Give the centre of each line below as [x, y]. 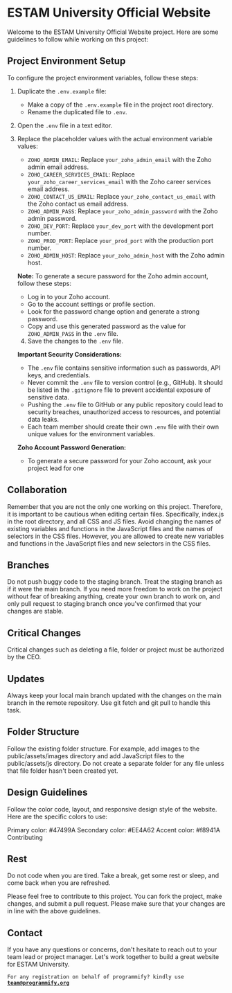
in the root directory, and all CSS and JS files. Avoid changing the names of [114, 521]
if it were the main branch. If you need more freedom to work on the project [115, 589]
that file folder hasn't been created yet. [63, 771]
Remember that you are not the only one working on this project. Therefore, [115, 506]
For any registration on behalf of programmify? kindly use [96, 977]
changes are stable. [35, 611]
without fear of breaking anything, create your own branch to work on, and [114, 596]
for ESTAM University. [38, 965]
